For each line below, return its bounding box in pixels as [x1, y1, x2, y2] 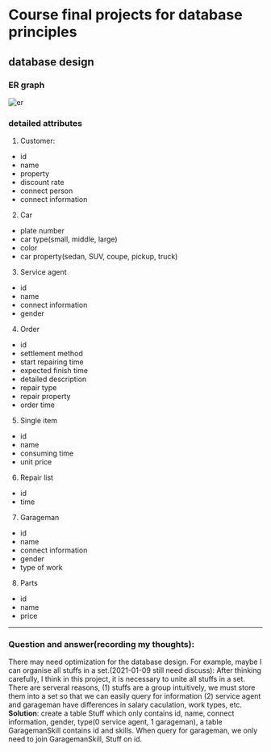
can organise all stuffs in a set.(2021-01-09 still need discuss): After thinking [8, 666, 262, 675]
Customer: [19, 136, 56, 146]
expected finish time [19, 366, 89, 376]
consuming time [19, 448, 74, 458]
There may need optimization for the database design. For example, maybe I [8, 657, 262, 667]
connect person [19, 186, 73, 195]
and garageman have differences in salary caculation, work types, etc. [8, 700, 243, 710]
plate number [19, 226, 65, 236]
